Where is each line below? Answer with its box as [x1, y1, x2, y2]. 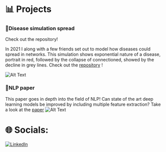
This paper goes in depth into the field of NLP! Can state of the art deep [5, 96, 154, 102]
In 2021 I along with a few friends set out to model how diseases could [5, 46, 151, 52]
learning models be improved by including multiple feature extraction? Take [5, 101, 161, 107]
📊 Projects [5, 4, 52, 15]
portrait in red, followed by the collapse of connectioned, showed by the [5, 57, 154, 63]
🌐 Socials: [5, 124, 49, 135]
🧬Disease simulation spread [5, 25, 75, 32]
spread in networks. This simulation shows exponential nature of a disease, [5, 51, 161, 57]
